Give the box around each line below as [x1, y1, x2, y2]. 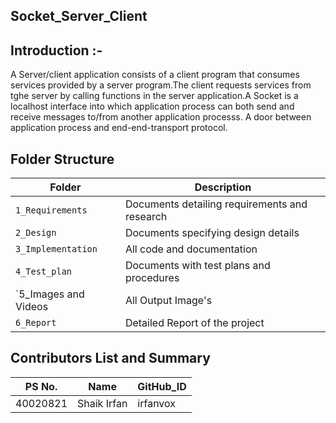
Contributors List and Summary [10, 350, 211, 367]
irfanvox [137, 396, 177, 410]
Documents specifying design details [124, 226, 300, 240]
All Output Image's [124, 294, 213, 308]
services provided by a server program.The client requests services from [10, 79, 312, 91]
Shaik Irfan [77, 396, 128, 410]
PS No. [24, 379, 58, 393]
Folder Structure [10, 150, 115, 168]
